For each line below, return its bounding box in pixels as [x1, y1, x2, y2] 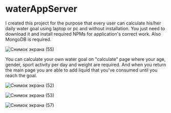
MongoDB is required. [5, 36, 52, 42]
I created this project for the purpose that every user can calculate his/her [5, 20, 161, 26]
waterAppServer [5, 3, 78, 15]
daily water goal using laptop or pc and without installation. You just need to [5, 25, 165, 31]
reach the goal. [5, 72, 37, 78]
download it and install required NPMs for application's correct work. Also [5, 31, 161, 37]
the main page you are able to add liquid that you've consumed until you [5, 67, 158, 73]
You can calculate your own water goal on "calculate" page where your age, [5, 56, 166, 62]
